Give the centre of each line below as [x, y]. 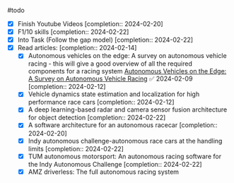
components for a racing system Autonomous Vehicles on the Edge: [127, 71]
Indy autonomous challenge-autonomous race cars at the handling [125, 141]
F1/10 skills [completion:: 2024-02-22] [73, 32]
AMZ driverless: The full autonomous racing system [103, 172]
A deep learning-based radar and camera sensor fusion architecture [128, 110]
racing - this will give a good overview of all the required [110, 64]
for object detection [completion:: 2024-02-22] [97, 118]
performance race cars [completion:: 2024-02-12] [101, 102]
